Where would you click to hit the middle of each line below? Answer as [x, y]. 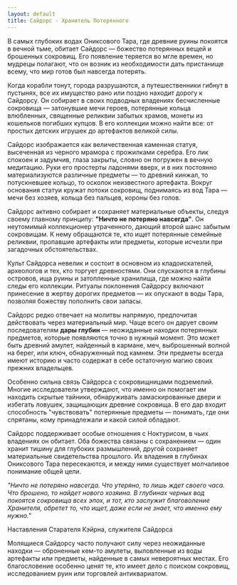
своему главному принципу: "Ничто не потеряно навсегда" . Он [106, 219]
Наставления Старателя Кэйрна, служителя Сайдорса [90, 529]
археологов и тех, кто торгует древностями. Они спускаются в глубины [117, 270]
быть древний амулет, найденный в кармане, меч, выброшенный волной [118, 345]
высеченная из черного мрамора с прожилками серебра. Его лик [108, 152]
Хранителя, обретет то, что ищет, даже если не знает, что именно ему [115, 508]
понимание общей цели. [44, 471]
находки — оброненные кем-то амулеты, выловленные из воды [105, 551]
